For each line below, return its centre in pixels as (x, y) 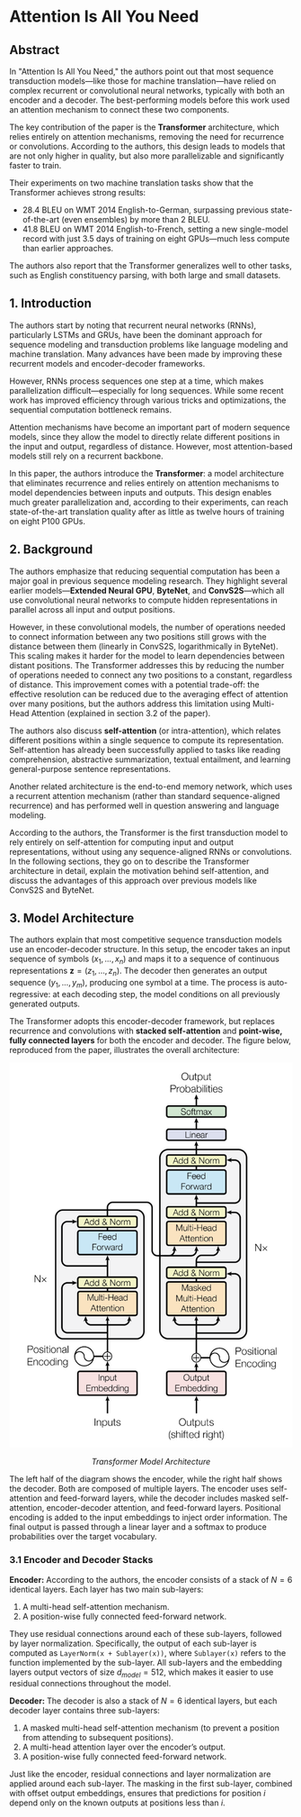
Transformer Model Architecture (151, 1462)
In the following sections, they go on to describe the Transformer (129, 861)
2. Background (51, 550)
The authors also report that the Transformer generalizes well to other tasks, (150, 266)
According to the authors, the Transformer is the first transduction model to (149, 832)
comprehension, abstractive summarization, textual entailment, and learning (150, 759)
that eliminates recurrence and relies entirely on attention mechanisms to (144, 483)
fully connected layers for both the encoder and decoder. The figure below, (150, 1040)
